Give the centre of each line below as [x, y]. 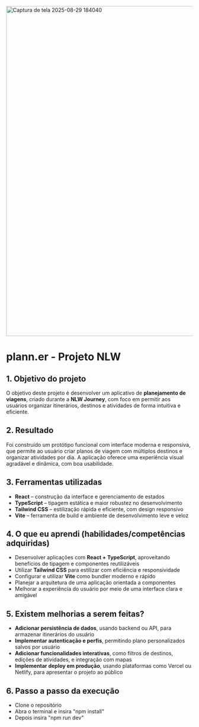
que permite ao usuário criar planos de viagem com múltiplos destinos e [94, 451]
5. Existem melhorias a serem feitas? [75, 614]
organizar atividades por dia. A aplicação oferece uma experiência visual [95, 457]
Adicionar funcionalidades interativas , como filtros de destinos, [94, 654]
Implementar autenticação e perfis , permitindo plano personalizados [100, 641]
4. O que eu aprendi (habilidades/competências [96, 534]
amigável [26, 595]
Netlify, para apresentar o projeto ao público [69, 672]
